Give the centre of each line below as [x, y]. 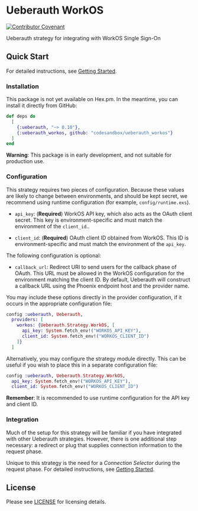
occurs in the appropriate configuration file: [59, 303]
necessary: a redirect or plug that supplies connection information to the [94, 445]
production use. [25, 161]
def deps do [21, 117]
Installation [23, 86]
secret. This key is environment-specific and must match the [88, 220]
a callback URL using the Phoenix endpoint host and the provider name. [102, 286]
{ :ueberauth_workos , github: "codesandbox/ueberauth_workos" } [95, 133]
